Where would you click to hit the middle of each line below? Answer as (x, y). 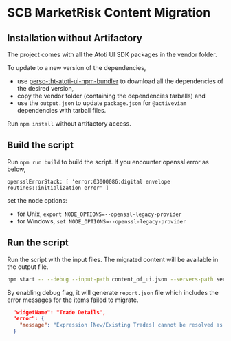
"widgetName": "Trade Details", (60, 312)
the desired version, (45, 88)
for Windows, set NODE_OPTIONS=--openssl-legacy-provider (101, 221)
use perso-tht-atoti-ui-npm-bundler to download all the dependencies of (120, 81)
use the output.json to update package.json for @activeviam (102, 103)
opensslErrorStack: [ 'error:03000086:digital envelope (89, 181)
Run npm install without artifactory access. (69, 124)
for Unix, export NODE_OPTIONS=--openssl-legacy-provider (99, 214)
